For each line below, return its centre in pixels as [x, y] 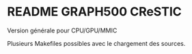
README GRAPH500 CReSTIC [95, 12]
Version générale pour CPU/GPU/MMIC [62, 30]
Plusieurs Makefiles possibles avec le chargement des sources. [96, 43]
